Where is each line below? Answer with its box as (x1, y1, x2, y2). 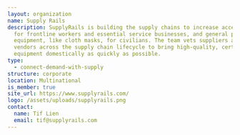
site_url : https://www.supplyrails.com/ (7, 90, 130, 97)
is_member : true (7, 84, 56, 91)
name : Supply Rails (7, 17, 66, 24)
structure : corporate (7, 70, 72, 77)
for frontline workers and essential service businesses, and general (14, 30, 229, 38)
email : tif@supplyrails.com (14, 116, 98, 124)
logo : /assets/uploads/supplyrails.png (7, 97, 126, 104)
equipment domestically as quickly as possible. (14, 51, 161, 58)
